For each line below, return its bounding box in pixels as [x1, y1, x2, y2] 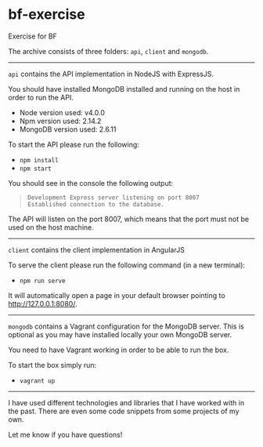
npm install [19, 156, 59, 164]
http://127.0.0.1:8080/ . [8, 299, 77, 308]
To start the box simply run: [8, 360, 97, 369]
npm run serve [19, 277, 66, 285]
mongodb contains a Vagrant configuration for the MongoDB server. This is [8, 322, 244, 331]
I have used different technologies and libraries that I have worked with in [8, 398, 245, 407]
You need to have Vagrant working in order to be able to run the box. [8, 345, 229, 354]
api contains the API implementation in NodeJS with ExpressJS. [8, 69, 214, 78]
